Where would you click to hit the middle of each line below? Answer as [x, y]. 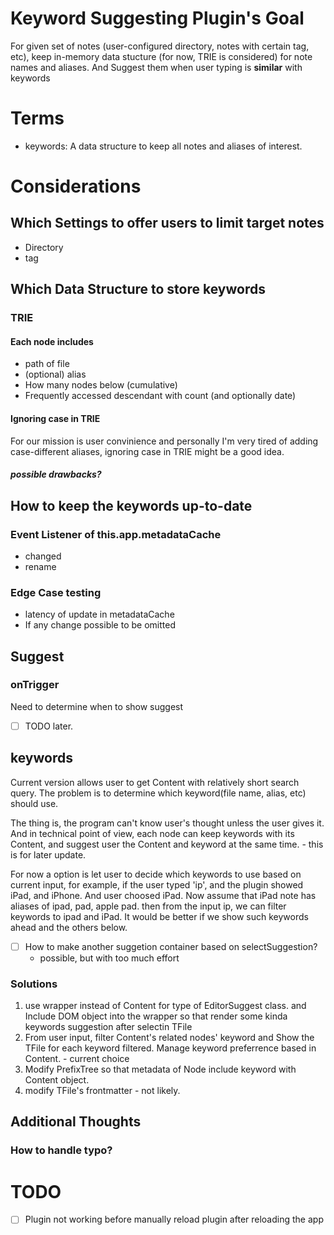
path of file [47, 364]
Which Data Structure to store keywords [138, 289]
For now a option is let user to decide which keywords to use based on [156, 874]
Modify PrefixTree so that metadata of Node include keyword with [160, 1069]
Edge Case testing [56, 592]
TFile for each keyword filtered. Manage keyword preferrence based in [170, 1048]
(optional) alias [55, 374]
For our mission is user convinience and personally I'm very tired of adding [164, 441]
